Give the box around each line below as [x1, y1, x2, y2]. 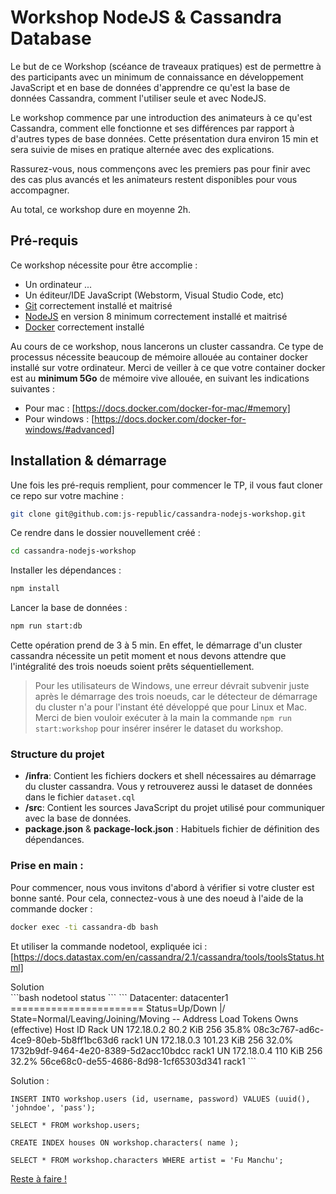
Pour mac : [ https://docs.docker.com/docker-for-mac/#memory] [24, 402, 291, 414]
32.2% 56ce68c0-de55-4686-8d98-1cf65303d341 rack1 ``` [10, 1055, 257, 1067]
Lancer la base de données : [10, 602, 128, 614]
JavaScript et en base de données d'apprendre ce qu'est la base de [10, 81, 291, 93]
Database [10, 27, 92, 50]
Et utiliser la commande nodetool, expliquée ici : [10, 940, 208, 952]
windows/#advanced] [24, 423, 115, 435]
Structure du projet [10, 747, 105, 761]
